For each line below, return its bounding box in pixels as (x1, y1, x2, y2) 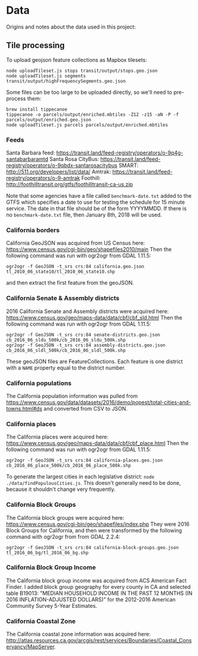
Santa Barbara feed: (6, 149, 55, 156)
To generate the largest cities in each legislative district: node (6, 473, 155, 480)
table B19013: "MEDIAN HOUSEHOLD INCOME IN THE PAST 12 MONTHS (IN (6, 589, 193, 597)
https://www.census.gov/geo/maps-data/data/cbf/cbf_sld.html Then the (6, 314, 183, 321)
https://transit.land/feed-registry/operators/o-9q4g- (56, 149, 184, 156)
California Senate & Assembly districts (6, 294, 120, 302)
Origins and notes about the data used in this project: (6, 23, 136, 30)
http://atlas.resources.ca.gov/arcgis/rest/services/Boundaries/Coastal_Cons (6, 637, 192, 644)
